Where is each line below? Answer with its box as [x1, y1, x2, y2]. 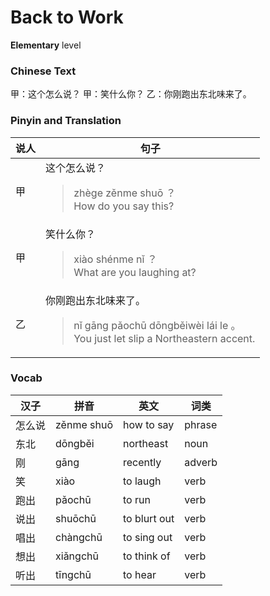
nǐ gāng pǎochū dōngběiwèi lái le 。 [73, 318, 242, 332]
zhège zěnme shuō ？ [73, 186, 177, 200]
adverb [184, 455, 218, 469]
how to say [123, 417, 175, 431]
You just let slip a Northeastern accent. [73, 331, 256, 345]
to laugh [123, 474, 162, 488]
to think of [123, 549, 171, 563]
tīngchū [55, 567, 92, 581]
